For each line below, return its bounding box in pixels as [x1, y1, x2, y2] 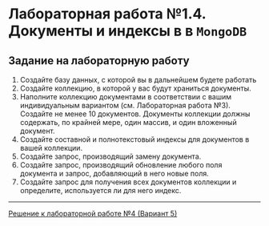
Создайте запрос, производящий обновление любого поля [19, 160, 223, 169]
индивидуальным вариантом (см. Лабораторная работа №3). [19, 101, 231, 110]
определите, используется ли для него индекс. [19, 186, 182, 195]
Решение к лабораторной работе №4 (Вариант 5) [8, 209, 178, 218]
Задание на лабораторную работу [8, 54, 190, 67]
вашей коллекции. [19, 143, 82, 152]
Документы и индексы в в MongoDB [8, 22, 247, 40]
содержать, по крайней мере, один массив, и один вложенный [19, 118, 238, 127]
